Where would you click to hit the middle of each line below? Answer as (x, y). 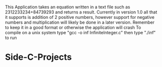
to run (11, 38)
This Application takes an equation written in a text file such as (68, 7)
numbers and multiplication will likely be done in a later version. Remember (80, 22)
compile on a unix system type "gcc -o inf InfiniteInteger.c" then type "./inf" (81, 33)
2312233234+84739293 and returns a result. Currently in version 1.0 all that (81, 12)
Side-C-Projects (38, 57)
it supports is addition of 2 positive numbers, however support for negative (80, 17)
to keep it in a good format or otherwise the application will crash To (73, 27)
